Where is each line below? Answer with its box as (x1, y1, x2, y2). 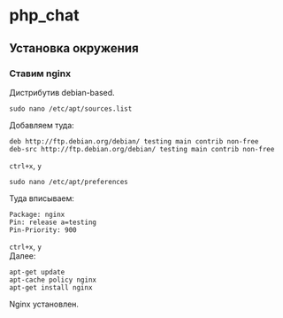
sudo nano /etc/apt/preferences (9, 177, 128, 186)
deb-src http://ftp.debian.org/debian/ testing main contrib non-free (9, 144, 275, 153)
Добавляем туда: (9, 120, 75, 130)
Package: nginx (9, 210, 65, 219)
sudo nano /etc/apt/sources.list (9, 104, 133, 113)
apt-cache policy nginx (9, 275, 97, 284)
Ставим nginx (9, 67, 72, 80)
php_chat (9, 5, 80, 26)
